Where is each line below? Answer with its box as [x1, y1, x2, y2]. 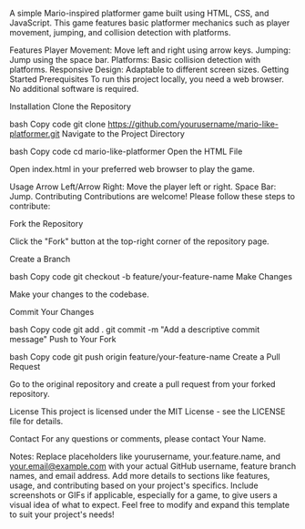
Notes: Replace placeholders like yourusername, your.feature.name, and [9, 451, 280, 462]
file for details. [9, 416, 64, 426]
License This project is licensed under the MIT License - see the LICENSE [9, 406, 286, 417]
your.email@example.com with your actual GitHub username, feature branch [9, 461, 297, 472]
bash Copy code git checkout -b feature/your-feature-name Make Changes [9, 271, 293, 281]
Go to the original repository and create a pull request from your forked [9, 379, 276, 390]
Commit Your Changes [9, 307, 95, 317]
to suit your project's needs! [9, 509, 116, 520]
